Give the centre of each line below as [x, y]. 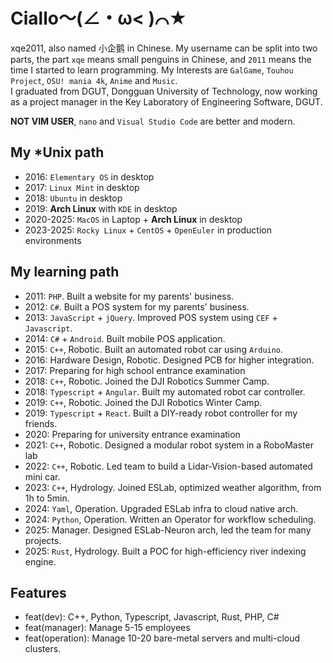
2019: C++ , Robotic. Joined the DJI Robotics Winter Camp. [143, 402]
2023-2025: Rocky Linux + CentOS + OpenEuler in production [148, 230]
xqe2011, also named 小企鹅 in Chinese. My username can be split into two [164, 48]
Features [38, 592]
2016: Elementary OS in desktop [89, 176]
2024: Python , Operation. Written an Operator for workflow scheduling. [170, 519]
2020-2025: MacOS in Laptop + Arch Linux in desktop [133, 219]
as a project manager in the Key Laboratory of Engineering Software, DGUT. [166, 101]
